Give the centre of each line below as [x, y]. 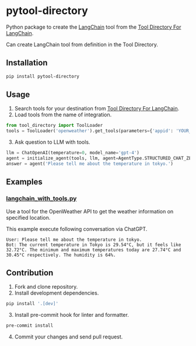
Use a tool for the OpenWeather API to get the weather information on [90, 211]
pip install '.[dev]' [32, 304]
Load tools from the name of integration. [63, 115]
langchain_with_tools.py [41, 199]
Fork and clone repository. [46, 287]
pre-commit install [30, 326]
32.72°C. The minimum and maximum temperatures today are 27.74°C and [94, 250]
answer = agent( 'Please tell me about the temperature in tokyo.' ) [90, 164]
